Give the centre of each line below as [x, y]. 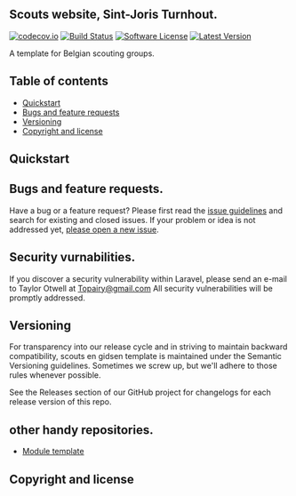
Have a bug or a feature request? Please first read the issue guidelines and [146, 210]
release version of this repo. [60, 402]
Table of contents [59, 81]
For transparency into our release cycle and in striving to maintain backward [148, 347]
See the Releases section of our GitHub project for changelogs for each [140, 392]
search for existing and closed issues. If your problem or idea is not [132, 220]
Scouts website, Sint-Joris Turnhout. [113, 15]
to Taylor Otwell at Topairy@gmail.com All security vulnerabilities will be [141, 288]
